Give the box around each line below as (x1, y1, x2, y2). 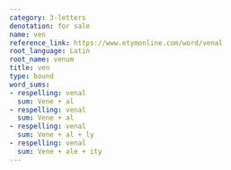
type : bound (9, 72, 54, 81)
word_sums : (9, 80, 50, 89)
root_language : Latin (9, 47, 91, 56)
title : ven (9, 64, 50, 73)
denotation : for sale (9, 22, 91, 31)
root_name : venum (9, 55, 75, 64)
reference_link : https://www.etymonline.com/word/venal (9, 38, 223, 48)
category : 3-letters (9, 13, 87, 22)
